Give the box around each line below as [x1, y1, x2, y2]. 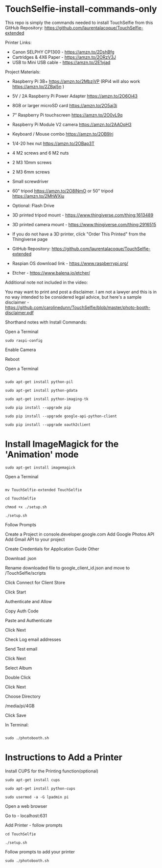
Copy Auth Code [5, 608, 39, 614]
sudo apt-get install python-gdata [5, 388, 78, 393]
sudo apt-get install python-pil [5, 379, 73, 384]
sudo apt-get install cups [5, 777, 60, 782]
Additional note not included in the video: [5, 279, 88, 285]
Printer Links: [5, 39, 32, 45]
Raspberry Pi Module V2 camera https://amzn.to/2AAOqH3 [12, 121, 132, 127]
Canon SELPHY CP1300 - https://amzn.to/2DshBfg [12, 49, 115, 55]
